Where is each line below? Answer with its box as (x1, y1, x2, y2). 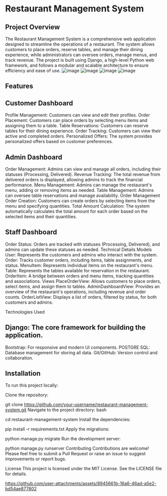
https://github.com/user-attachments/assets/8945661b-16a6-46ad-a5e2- (5, 481, 157, 487)
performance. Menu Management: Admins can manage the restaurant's (5, 182, 152, 188)
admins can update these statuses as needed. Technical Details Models (5, 247, 152, 252)
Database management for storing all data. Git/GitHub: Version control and (5, 349, 158, 355)
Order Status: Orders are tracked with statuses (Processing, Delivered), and (5, 241, 160, 247)
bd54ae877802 (5, 486, 37, 492)
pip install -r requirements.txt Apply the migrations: (5, 426, 110, 432)
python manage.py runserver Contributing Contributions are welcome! (5, 445, 149, 451)
